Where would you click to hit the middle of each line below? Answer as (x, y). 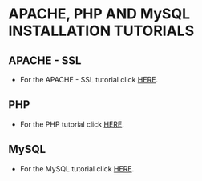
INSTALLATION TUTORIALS (101, 31)
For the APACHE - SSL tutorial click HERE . (89, 80)
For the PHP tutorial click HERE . (72, 124)
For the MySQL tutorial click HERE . (77, 168)
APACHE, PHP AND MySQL (99, 14)
